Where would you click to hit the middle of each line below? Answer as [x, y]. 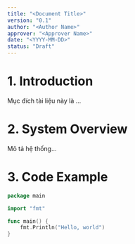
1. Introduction [50, 81]
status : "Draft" [31, 46]
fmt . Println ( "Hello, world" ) [63, 228]
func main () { [28, 221]
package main [26, 195]
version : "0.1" [30, 20]
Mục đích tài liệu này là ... [44, 101]
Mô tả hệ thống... [32, 148]
